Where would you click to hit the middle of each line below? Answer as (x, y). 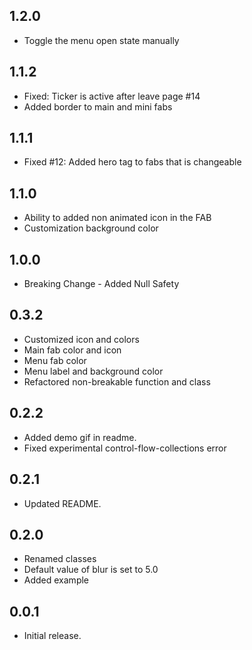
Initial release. (52, 636)
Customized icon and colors (81, 339)
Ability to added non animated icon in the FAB (117, 218)
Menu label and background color (93, 371)
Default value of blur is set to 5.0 (91, 570)
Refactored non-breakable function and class (117, 381)
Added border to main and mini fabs (98, 106)
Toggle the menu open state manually (101, 40)
